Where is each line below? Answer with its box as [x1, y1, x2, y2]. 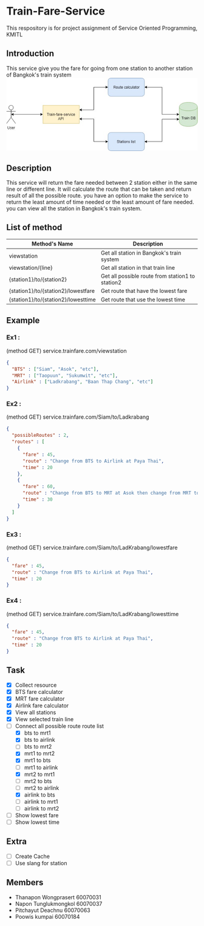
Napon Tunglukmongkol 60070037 [15, 900, 103, 907]
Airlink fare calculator [15, 702, 69, 709]
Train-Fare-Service [6, 4, 105, 18]
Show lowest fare [15, 811, 59, 818]
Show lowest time [15, 818, 59, 826]
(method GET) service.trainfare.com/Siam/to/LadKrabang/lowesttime [6, 610, 179, 617]
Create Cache [15, 852, 50, 860]
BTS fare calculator [15, 688, 64, 695]
